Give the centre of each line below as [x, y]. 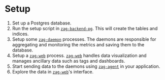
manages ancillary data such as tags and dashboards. [69, 61]
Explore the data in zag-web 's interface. [53, 71]
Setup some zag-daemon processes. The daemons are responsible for [84, 39]
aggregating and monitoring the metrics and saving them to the [78, 44]
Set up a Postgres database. [42, 23]
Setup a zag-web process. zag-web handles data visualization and [79, 55]
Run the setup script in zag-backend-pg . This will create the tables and [85, 28]
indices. [20, 34]
